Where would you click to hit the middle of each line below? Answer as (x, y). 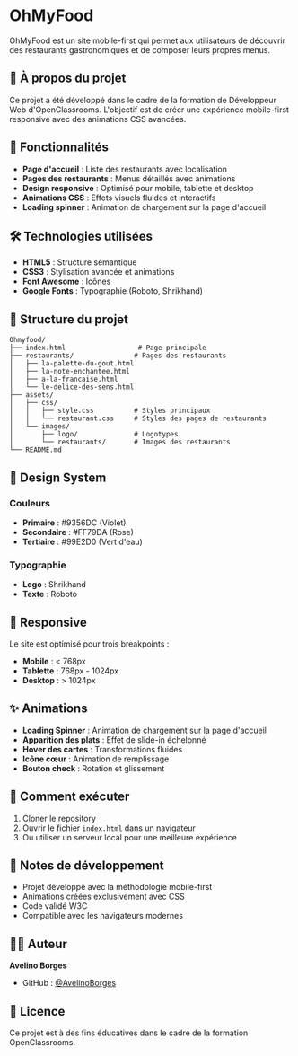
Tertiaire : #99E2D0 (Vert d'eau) (83, 541)
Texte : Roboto (50, 594)
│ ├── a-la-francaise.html (64, 379)
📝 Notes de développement (87, 866)
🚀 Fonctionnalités (59, 148)
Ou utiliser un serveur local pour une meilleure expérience (130, 837)
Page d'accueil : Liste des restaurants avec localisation (124, 169)
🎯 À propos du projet (68, 79)
